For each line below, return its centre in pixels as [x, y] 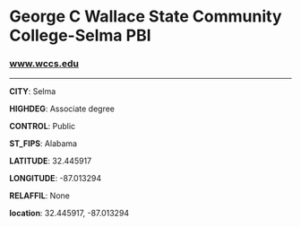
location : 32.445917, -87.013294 [69, 214]
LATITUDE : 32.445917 [51, 161]
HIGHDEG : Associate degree [62, 109]
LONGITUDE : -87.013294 [55, 179]
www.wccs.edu [44, 64]
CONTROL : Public [43, 127]
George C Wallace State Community [146, 17]
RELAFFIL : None [39, 196]
